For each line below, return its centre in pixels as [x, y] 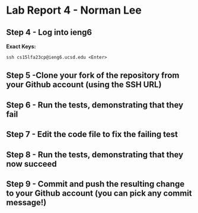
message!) [26, 202]
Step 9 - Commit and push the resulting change [95, 184]
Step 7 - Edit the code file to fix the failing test [92, 134]
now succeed [32, 164]
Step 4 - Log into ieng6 [49, 32]
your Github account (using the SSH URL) [84, 85]
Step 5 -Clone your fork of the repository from [93, 76]
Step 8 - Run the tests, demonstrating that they [95, 155]
